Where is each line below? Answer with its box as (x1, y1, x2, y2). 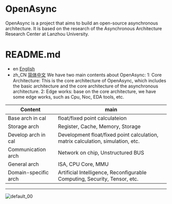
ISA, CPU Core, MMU (58, 161, 109, 168)
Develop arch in (8, 131, 46, 138)
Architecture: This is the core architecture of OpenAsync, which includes (12, 77, 166, 83)
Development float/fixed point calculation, (58, 131, 159, 138)
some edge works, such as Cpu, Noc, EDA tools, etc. (12, 94, 124, 100)
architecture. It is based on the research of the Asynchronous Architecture (5, 25, 162, 31)
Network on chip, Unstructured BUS (58, 149, 144, 156)
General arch (8, 161, 39, 168)
